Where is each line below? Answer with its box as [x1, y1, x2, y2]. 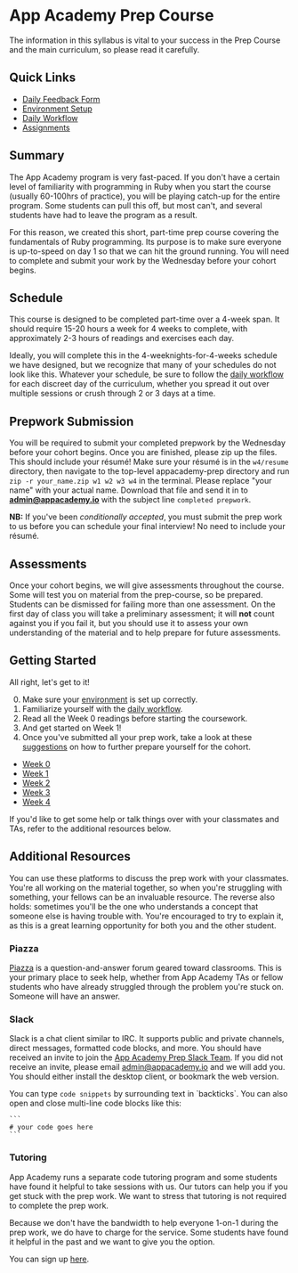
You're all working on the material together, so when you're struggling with [9, 882, 283, 893]
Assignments [21, 122, 71, 133]
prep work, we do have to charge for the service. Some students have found [9, 1227, 289, 1237]
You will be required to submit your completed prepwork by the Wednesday [9, 437, 286, 448]
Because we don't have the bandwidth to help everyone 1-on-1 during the [9, 1217, 278, 1228]
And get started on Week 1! [21, 722, 122, 733]
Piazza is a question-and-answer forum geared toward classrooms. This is [9, 962, 282, 973]
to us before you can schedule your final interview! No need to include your [9, 521, 286, 532]
